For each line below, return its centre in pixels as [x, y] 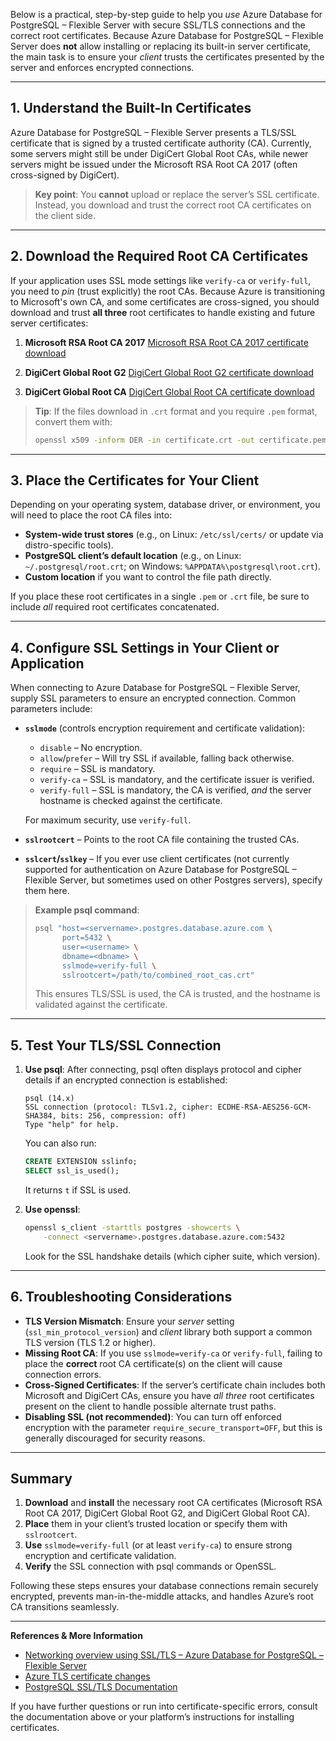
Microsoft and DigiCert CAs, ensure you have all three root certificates [169, 1395]
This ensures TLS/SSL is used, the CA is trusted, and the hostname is [177, 994]
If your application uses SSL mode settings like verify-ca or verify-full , [161, 280]
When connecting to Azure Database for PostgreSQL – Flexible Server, [155, 688]
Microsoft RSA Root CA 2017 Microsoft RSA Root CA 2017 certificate [166, 342]
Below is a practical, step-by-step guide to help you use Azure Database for [166, 14]
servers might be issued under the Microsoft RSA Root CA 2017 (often [154, 164]
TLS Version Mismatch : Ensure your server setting [129, 1321]
